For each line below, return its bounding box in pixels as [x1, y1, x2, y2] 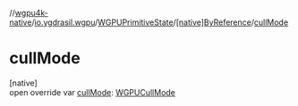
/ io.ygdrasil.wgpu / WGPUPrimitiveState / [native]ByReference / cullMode [30, 17, 289, 28]
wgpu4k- [14, 8, 49, 18]
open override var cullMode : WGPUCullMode [9, 86, 176, 97]
